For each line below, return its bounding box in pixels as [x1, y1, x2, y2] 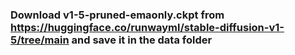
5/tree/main [10, 33, 70, 47]
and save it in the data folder [71, 33, 213, 47]
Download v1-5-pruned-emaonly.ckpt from [10, 8, 225, 22]
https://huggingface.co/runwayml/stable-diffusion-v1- [10, 20, 285, 34]
